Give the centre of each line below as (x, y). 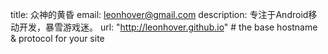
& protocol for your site (57, 38)
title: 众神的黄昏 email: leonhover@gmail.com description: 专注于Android (159, 14)
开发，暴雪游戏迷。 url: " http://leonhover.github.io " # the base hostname (168, 27)
